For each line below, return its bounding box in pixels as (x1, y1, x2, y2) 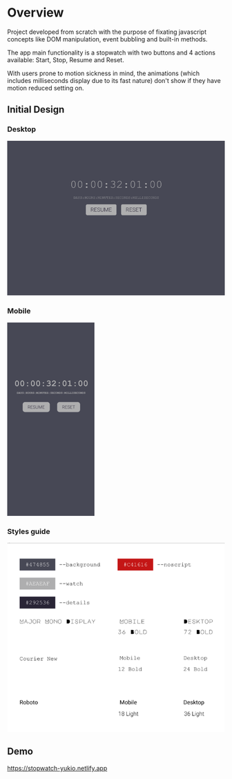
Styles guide (7, 526, 50, 536)
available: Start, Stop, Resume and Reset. (7, 55, 124, 64)
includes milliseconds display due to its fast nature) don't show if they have (7, 76, 221, 84)
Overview (7, 5, 64, 21)
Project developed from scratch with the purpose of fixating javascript (7, 28, 207, 36)
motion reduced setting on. (7, 84, 84, 92)
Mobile (7, 306, 31, 316)
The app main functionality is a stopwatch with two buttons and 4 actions (7, 48, 216, 57)
